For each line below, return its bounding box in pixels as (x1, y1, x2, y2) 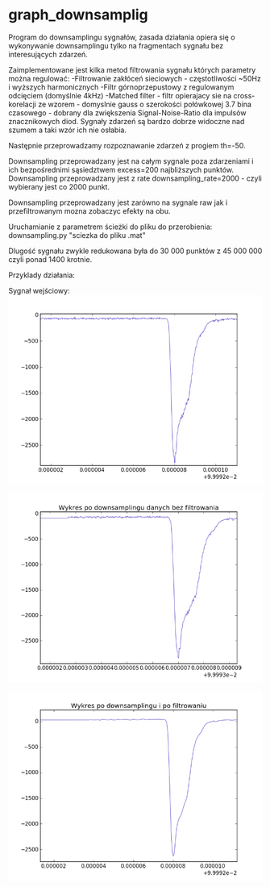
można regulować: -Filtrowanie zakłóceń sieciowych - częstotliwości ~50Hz (8, 73, 262, 83)
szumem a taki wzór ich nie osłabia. (8, 125, 127, 135)
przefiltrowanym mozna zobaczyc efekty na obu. (8, 206, 171, 215)
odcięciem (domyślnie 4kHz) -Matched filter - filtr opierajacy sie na (8, 90, 232, 100)
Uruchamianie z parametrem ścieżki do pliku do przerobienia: (8, 222, 213, 231)
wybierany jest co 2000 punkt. (8, 181, 110, 191)
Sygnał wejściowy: (8, 285, 70, 295)
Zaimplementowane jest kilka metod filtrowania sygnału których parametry (8, 65, 256, 74)
